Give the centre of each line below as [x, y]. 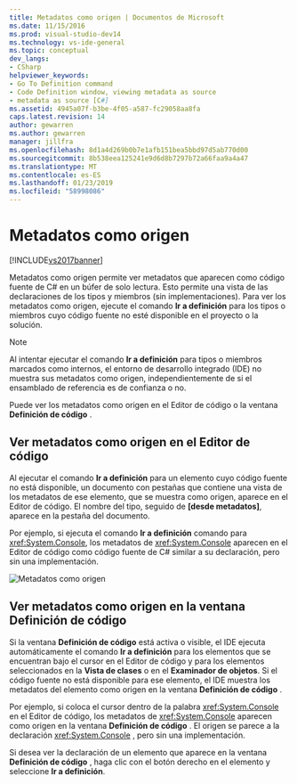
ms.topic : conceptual [49, 51]
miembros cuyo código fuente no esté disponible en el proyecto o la [134, 315]
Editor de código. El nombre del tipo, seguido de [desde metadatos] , [136, 506]
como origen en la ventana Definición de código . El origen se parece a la [144, 725]
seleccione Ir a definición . [57, 771]
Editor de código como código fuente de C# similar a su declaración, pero [144, 551]
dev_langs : [29, 59]
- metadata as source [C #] [59, 100]
